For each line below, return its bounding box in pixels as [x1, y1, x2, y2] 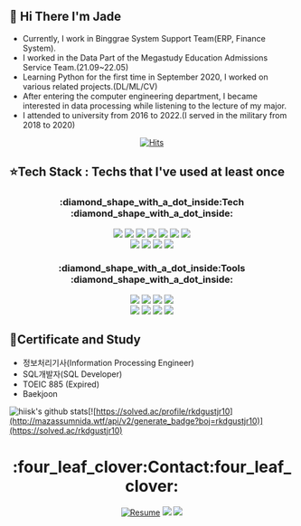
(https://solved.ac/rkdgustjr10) [9, 425, 123, 436]
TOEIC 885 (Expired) [22, 379, 100, 390]
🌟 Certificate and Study [9, 332, 142, 348]
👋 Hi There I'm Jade [9, 9, 122, 24]
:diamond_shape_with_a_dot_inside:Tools [58, 262, 246, 275]
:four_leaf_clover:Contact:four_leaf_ [12, 456, 292, 477]
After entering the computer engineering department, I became [22, 90, 258, 101]
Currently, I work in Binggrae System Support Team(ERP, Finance [22, 33, 267, 43]
